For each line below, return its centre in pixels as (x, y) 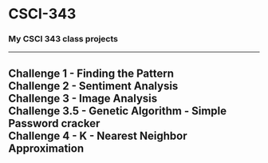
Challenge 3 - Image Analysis (83, 98)
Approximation (46, 148)
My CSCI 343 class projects (63, 39)
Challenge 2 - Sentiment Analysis (93, 86)
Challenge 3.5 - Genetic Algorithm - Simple (118, 111)
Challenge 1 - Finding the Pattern (91, 73)
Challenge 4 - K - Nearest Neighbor (98, 135)
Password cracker (54, 123)
